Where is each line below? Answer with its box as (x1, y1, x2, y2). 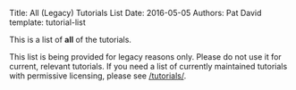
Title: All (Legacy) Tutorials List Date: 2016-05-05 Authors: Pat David (9, 8, 262, 18)
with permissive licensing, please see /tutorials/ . (9, 70, 187, 81)
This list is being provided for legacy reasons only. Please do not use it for (9, 52, 282, 61)
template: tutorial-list (9, 17, 87, 28)
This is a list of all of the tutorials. (9, 35, 132, 45)
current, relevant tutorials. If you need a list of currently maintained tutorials (9, 61, 288, 71)
